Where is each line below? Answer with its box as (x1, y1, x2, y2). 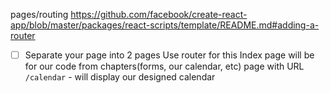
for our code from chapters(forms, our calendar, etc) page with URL (24, 60, 305, 73)
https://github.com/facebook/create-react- (70, 9, 248, 20)
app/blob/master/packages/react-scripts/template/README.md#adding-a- (10, 19, 320, 31)
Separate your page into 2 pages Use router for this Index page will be (24, 49, 315, 61)
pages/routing (10, 9, 69, 20)
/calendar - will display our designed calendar (24, 71, 216, 83)
